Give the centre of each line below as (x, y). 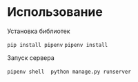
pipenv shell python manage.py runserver (69, 72)
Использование (55, 12)
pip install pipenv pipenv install (58, 45)
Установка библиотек (39, 31)
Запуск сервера (31, 58)
